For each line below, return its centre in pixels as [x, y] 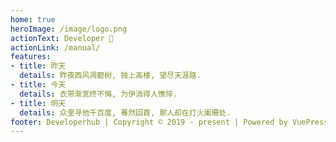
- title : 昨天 [38, 66]
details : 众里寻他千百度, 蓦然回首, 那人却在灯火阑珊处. [125, 112]
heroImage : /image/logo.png [69, 29]
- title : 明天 [38, 103]
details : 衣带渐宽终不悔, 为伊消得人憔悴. [98, 94]
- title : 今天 [38, 85]
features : [31, 57]
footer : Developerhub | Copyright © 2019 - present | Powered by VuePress [169, 122]
